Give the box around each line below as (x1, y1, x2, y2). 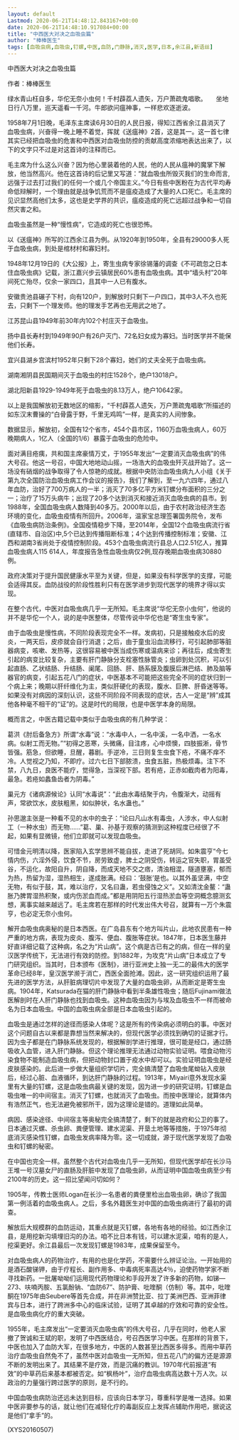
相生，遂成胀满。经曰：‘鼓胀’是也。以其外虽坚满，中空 (69, 874, 229, 882)
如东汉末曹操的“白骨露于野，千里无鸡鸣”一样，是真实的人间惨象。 (7, 410, 201, 418)
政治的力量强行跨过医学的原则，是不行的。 (7, 1378, 132, 1387)
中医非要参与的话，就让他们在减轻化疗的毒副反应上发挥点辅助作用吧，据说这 (7, 1402, 232, 1411)
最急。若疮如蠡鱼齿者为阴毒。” (7, 775, 95, 783)
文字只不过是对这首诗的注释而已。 (19, 145, 119, 153)
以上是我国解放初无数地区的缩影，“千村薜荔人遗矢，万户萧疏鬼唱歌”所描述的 (7, 401, 231, 409)
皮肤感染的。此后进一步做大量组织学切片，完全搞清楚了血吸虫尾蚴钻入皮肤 (7, 1064, 225, 1073)
